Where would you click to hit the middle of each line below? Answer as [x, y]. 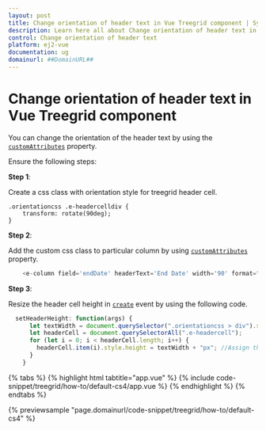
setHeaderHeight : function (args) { [74, 318]
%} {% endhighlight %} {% [201, 386]
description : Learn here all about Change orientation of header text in [133, 30]
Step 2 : [20, 235]
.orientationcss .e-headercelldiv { [68, 207]
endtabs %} [28, 394]
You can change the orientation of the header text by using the [110, 137]
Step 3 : [20, 288]
